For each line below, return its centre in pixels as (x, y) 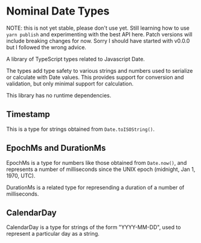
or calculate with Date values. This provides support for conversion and (95, 77)
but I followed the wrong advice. (46, 47)
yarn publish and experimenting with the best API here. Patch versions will (100, 34)
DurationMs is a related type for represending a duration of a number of (95, 187)
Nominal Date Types (58, 11)
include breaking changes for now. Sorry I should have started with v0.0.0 (98, 41)
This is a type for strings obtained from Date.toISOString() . (81, 129)
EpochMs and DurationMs (56, 148)
